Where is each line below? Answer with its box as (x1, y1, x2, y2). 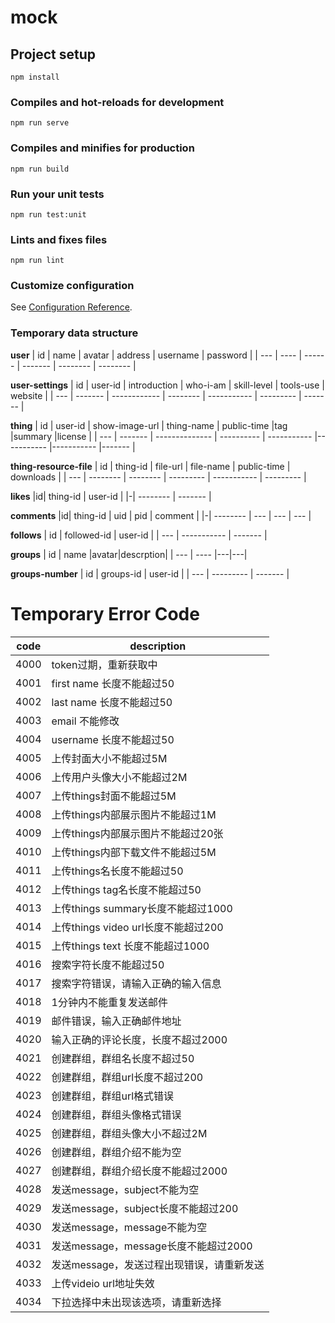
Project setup (10, 46, 97, 63)
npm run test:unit (10, 209, 87, 220)
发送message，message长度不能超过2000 (51, 1239, 253, 1253)
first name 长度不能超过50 (51, 676, 175, 690)
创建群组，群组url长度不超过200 (51, 1070, 204, 1084)
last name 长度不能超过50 (51, 695, 173, 709)
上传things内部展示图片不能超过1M (51, 807, 217, 821)
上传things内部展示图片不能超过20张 (51, 826, 224, 840)
